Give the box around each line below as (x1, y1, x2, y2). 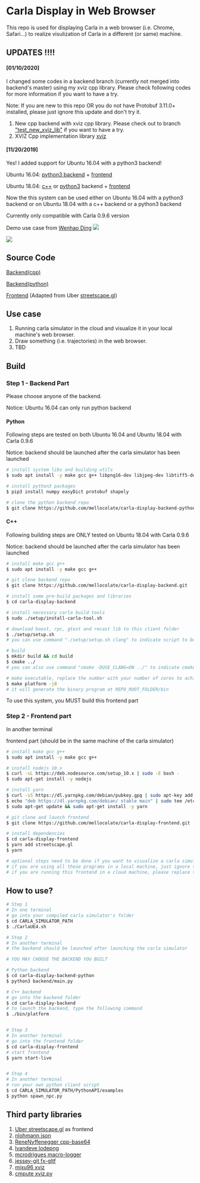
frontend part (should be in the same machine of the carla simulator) (6, 737, 174, 744)
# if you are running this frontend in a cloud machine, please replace (6, 869, 190, 875)
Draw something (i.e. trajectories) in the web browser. (14, 337, 147, 344)
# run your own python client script (6, 1082, 100, 1088)
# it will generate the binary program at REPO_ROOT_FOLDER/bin (6, 686, 169, 692)
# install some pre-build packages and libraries (6, 593, 132, 599)
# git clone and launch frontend (6, 814, 89, 820)
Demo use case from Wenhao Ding (6, 224, 92, 231)
